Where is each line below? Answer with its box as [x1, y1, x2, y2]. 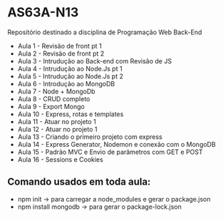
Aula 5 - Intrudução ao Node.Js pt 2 [17, 72, 123, 81]
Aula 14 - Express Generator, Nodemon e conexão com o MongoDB [17, 140, 216, 148]
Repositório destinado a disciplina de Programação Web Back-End [7, 28, 202, 36]
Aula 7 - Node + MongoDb [17, 87, 95, 95]
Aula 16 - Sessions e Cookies [17, 155, 103, 164]
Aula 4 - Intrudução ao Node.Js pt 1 [17, 64, 123, 73]
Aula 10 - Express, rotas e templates [17, 110, 124, 118]
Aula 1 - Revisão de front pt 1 [17, 41, 102, 50]
